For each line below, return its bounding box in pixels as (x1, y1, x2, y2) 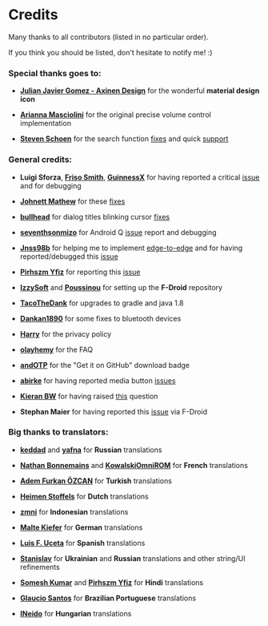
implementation (19, 119, 72, 128)
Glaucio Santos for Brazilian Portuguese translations (19, 593, 197, 603)
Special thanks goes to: (8, 67, 102, 79)
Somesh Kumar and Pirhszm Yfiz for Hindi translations (19, 577, 204, 587)
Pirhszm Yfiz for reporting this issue (19, 267, 141, 277)
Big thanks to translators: (8, 426, 109, 438)
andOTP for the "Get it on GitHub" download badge (19, 360, 190, 370)
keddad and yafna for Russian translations (19, 445, 162, 454)
